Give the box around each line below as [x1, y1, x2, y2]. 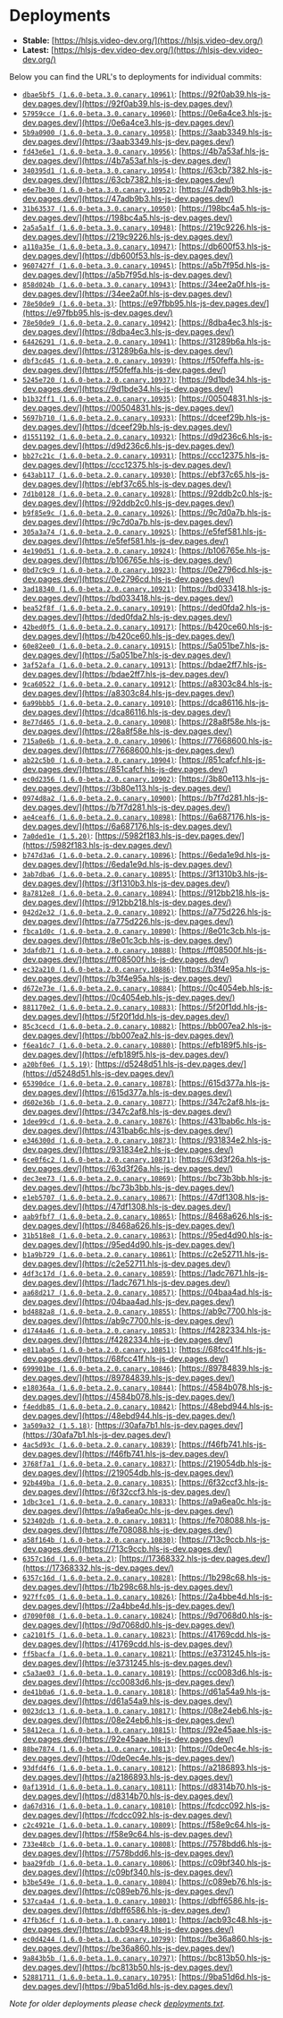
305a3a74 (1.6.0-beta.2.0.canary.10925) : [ [21, 525, 182, 537]
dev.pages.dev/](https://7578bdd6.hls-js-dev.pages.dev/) [21, 1847, 234, 1858]
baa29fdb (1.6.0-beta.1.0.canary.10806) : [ [21, 1857, 182, 1868]
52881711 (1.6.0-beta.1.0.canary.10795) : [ [21, 1971, 182, 1982]
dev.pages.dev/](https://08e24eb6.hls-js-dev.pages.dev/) [21, 1715, 235, 1725]
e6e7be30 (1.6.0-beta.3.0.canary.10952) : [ [21, 183, 182, 194]
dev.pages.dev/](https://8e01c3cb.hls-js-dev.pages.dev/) [21, 934, 234, 945]
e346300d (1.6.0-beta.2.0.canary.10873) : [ [21, 1134, 182, 1145]
